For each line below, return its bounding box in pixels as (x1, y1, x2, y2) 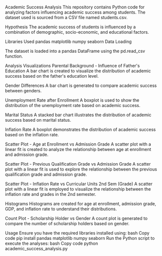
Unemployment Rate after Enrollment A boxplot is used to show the (5, 97, 140, 103)
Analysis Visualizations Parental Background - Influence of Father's (5, 63, 140, 68)
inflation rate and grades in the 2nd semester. (5, 192, 96, 197)
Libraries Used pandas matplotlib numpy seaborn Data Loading (5, 39, 132, 44)
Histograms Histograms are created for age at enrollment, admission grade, (5, 201, 157, 207)
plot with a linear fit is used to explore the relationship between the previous (5, 166, 157, 172)
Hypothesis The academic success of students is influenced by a (5, 24, 136, 30)
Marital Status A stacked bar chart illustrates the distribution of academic (5, 112, 152, 118)
